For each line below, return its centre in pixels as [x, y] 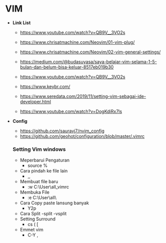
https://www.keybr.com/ [45, 87]
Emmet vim [32, 230]
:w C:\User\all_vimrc [48, 187]
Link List [22, 23]
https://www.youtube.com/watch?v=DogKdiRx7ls [71, 111]
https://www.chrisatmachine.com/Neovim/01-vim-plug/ [77, 42]
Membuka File [35, 192]
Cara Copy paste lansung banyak [54, 203]
